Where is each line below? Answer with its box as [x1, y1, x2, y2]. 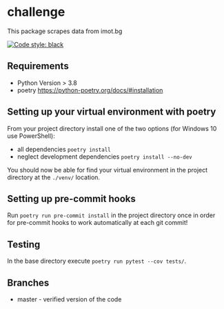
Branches [7, 277, 50, 288]
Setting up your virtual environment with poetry [7, 106, 216, 118]
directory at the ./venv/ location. [7, 173, 101, 181]
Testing [7, 239, 41, 250]
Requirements [7, 60, 69, 72]
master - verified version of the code [17, 295, 122, 303]
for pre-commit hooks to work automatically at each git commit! [7, 219, 188, 227]
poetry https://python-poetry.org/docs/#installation [17, 86, 163, 94]
